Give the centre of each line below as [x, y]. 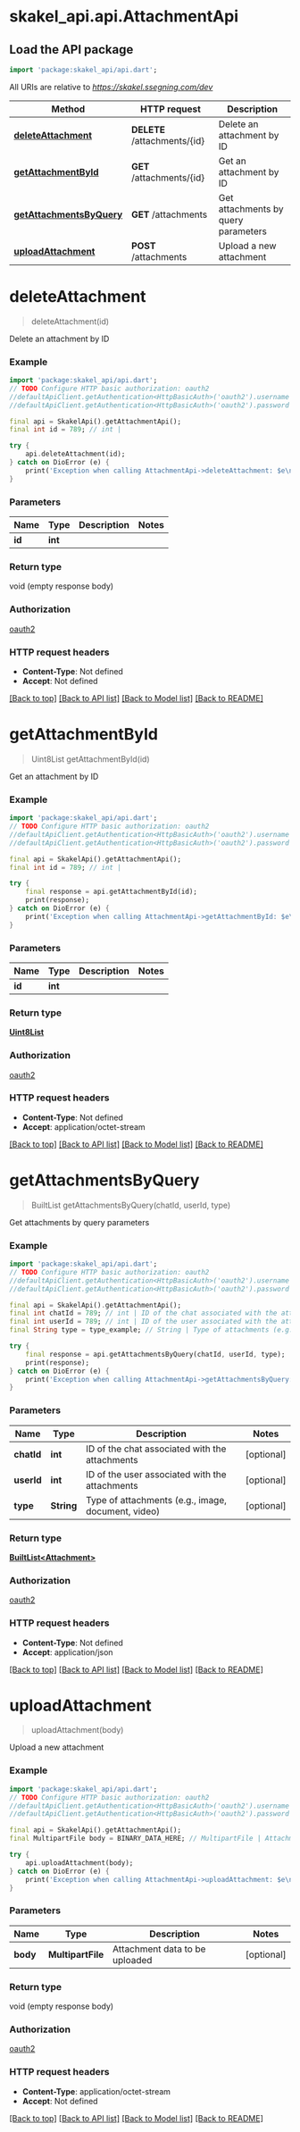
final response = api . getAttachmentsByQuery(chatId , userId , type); [155, 1354]
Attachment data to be [159, 1949]
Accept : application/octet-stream [83, 1126]
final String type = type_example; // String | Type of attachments [139, 1330]
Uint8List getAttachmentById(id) [90, 759]
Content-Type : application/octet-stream [96, 2091]
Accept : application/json [67, 1652]
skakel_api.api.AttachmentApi [124, 17]
